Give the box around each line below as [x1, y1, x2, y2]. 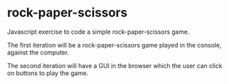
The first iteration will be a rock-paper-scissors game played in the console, [7, 41, 222, 49]
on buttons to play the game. [7, 69, 89, 77]
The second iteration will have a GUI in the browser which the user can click [7, 61, 222, 70]
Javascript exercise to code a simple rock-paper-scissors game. [7, 28, 190, 36]
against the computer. [7, 48, 69, 56]
